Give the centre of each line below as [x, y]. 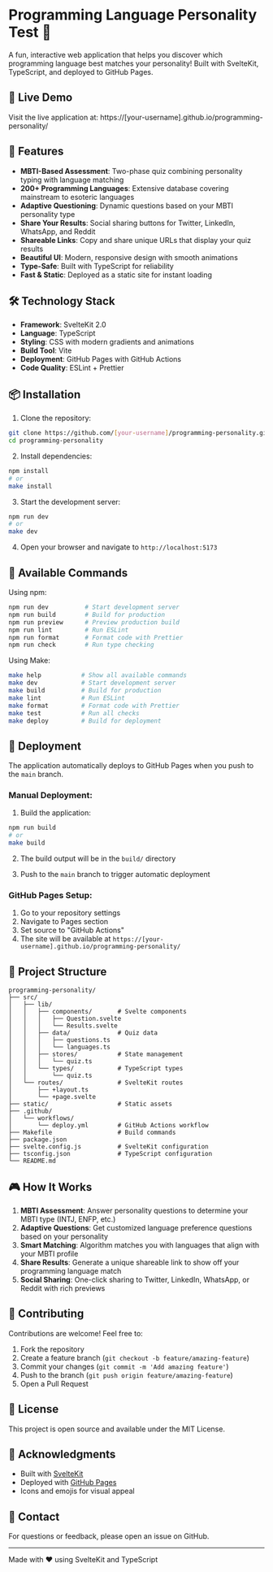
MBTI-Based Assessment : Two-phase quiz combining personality [131, 171]
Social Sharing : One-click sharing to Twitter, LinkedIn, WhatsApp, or [135, 1280]
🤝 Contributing [46, 1314]
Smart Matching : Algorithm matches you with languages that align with [140, 1245]
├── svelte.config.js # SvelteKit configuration [108, 1147]
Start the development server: [70, 502]
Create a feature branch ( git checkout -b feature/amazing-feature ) [135, 1357]
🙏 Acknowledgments [62, 1455]
